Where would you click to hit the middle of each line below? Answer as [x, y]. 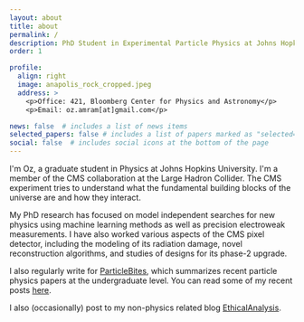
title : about [34, 26]
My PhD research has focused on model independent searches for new [142, 215]
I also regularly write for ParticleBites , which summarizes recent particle [143, 271]
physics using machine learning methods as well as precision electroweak [147, 224]
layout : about [36, 18]
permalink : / [34, 34]
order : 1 [26, 52]
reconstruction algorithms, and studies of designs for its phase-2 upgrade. [148, 253]
